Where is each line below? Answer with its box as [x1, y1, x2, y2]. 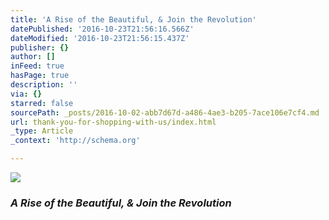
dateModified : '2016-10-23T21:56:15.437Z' [10, 33, 190, 43]
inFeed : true [10, 61, 65, 71]
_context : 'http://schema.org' [10, 136, 141, 146]
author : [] [10, 52, 56, 62]
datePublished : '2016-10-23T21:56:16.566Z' [10, 24, 195, 34]
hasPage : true [10, 71, 70, 81]
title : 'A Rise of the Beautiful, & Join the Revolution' [10, 14, 257, 25]
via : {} [10, 89, 43, 99]
